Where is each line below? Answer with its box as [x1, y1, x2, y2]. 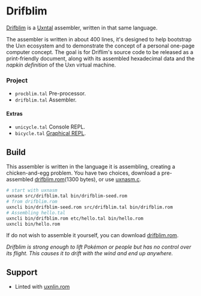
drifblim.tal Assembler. [14, 96, 77, 103]
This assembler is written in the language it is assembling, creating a [6, 163, 175, 171]
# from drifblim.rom [6, 199, 58, 205]
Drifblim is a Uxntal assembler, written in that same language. [6, 24, 158, 31]
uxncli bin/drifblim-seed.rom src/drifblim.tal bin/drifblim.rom [6, 204, 173, 210]
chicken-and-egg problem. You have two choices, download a [6, 169, 160, 177]
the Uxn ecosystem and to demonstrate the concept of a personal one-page [6, 42, 195, 49]
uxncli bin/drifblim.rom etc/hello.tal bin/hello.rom [6, 215, 144, 222]
